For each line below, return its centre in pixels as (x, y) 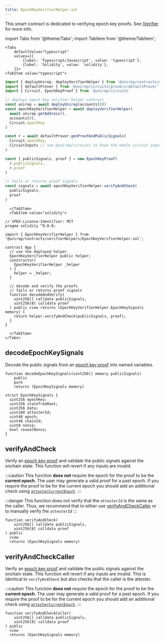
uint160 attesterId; (30, 412)
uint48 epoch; (24, 417)
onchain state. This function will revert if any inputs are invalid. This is (76, 574)
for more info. (19, 29)
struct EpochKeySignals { (31, 395)
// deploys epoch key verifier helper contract (55, 100)
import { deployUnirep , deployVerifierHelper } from (60, 82)
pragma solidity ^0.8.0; (30, 226)
